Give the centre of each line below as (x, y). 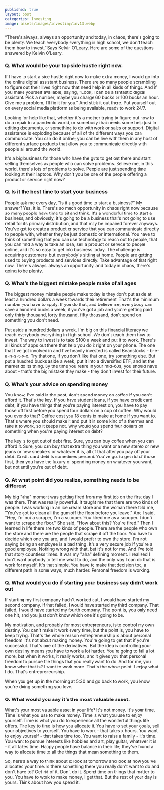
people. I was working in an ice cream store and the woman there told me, (80, 507)
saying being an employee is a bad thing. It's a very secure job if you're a (79, 544)
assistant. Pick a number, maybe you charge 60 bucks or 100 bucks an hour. (82, 97)
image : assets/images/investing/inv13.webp (50, 23)
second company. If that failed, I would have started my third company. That (82, 605)
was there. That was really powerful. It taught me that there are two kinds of (82, 502)
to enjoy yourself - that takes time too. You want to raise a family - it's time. (81, 736)
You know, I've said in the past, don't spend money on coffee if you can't (79, 395)
